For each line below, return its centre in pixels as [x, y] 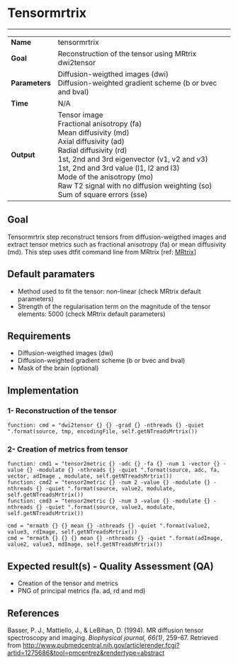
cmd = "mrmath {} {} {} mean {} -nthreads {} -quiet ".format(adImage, [115, 539]
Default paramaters [51, 274]
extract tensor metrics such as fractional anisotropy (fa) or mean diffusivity [117, 244]
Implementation [43, 390]
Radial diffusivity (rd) [92, 150]
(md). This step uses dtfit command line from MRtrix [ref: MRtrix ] [102, 252]
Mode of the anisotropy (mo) [106, 176]
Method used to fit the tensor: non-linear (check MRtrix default [109, 291]
